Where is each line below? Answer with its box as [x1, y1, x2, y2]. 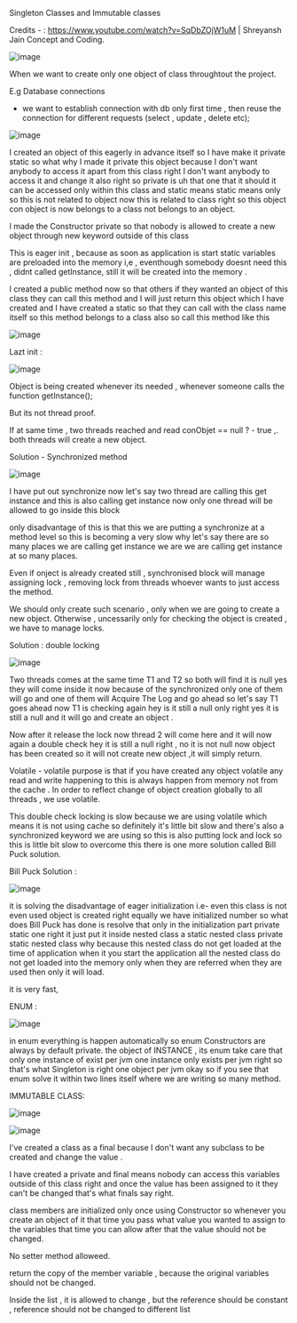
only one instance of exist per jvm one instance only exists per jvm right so [9, 1054, 283, 1065]
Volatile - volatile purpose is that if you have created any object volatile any [9, 766, 284, 776]
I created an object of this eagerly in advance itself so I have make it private [9, 147, 286, 157]
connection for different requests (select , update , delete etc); [21, 113, 250, 123]
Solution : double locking [9, 640, 100, 650]
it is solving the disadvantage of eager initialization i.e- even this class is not [9, 901, 287, 910]
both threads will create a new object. [9, 435, 147, 445]
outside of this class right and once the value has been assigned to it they [9, 1178, 279, 1189]
